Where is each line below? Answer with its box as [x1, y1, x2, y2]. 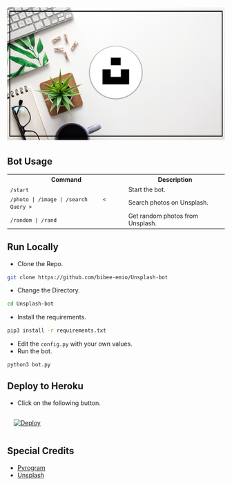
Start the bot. [128, 185, 166, 194]
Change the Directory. [17, 286, 81, 295]
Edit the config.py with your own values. [17, 339, 133, 348]
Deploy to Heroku [7, 380, 84, 392]
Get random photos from [128, 212, 199, 221]
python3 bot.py [7, 362, 51, 368]
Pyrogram [17, 463, 46, 471]
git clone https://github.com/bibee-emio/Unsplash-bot [7, 274, 168, 281]
